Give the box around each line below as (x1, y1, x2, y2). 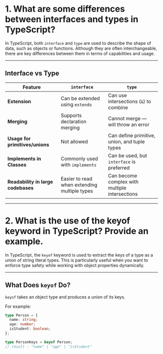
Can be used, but (108, 152, 147, 159)
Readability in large (7, 178, 53, 185)
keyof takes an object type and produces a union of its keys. (5, 294, 126, 300)
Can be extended (60, 95, 100, 102)
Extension (7, 98, 32, 105)
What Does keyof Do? (5, 281, 71, 289)
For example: (5, 303, 32, 309)
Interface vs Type (5, 69, 60, 77)
